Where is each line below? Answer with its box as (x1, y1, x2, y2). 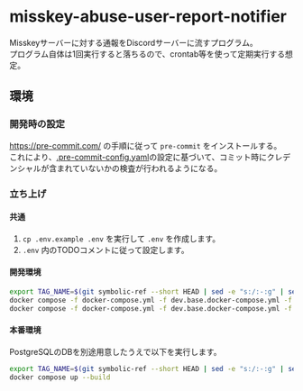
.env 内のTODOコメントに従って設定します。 (22, 244, 189, 255)
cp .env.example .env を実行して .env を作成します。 (22, 232, 221, 244)
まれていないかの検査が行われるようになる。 (56, 162, 223, 173)
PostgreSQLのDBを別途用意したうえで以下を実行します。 (9, 346, 222, 357)
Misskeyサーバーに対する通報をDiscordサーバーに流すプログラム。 (9, 37, 259, 48)
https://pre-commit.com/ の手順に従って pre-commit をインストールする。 (9, 140, 282, 150)
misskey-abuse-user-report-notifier (9, 6, 287, 27)
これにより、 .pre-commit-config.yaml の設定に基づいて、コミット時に (9, 151, 268, 162)
